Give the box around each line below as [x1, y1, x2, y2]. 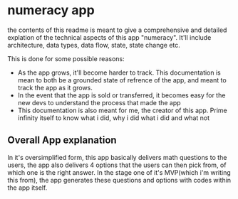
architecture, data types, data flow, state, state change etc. [7, 41, 180, 49]
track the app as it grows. [17, 83, 93, 92]
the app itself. [7, 183, 48, 192]
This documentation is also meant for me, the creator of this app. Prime [17, 106, 227, 114]
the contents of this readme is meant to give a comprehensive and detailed [7, 26, 227, 34]
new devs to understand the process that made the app [17, 98, 181, 107]
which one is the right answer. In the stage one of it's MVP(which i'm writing [7, 168, 232, 176]
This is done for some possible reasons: [7, 54, 125, 63]
